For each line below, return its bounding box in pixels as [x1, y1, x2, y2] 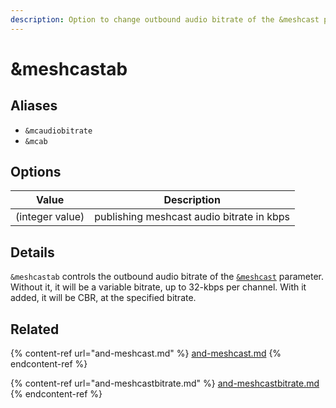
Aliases [10, 97, 58, 115]
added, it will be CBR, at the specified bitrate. [10, 292, 197, 304]
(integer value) [15, 210, 85, 224]
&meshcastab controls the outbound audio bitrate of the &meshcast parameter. [10, 271, 324, 283]
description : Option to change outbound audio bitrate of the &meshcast [10, 14, 320, 25]
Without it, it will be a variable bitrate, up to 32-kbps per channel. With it [10, 281, 307, 293]
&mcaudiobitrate [24, 126, 93, 136]
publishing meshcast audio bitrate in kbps [94, 210, 290, 224]
